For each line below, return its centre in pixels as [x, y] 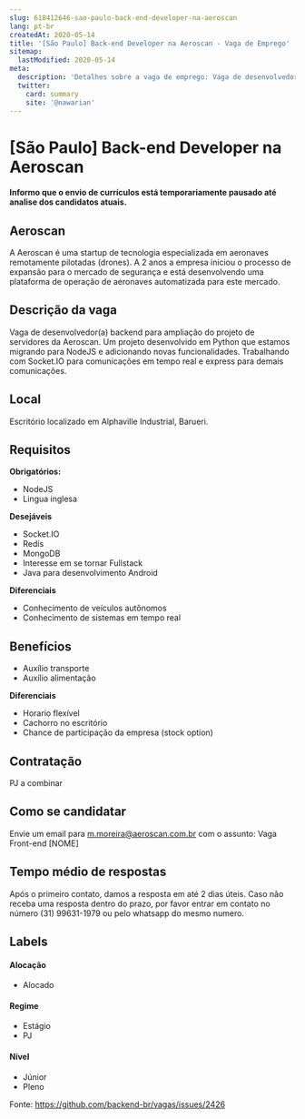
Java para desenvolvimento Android [90, 573]
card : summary [52, 94]
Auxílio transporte [56, 669]
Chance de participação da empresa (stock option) [118, 732]
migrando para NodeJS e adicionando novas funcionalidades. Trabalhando [149, 351]
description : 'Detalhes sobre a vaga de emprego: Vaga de [130, 77]
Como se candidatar [68, 812]
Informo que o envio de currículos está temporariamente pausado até [143, 193]
